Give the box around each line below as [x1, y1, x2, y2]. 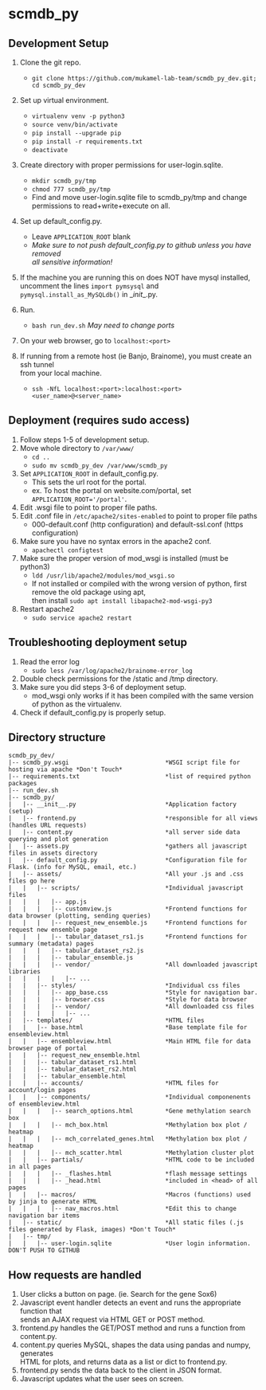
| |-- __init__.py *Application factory [8, 801, 237, 809]
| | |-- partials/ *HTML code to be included [8, 1156, 255, 1164]
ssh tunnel [19, 360, 54, 369]
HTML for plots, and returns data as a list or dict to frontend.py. [19, 1357, 228, 1367]
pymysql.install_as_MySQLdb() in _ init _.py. [19, 290, 158, 299]
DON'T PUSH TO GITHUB [8, 1247, 80, 1255]
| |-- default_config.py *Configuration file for [8, 856, 248, 864]
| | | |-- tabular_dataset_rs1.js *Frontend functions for [8, 933, 248, 941]
